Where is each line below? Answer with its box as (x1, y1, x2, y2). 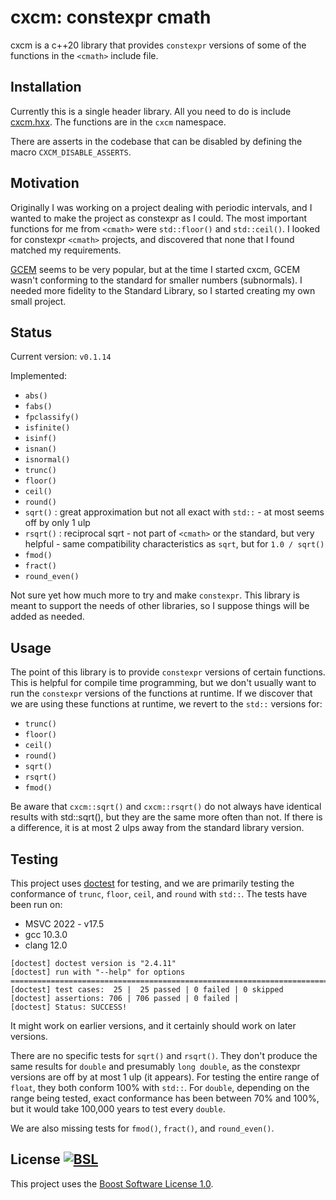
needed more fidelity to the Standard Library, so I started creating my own (10, 284, 316, 296)
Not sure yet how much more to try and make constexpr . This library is (10, 589, 300, 601)
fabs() (24, 402, 53, 412)
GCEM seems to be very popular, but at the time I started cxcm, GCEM (10, 263, 301, 275)
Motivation (10, 175, 80, 192)
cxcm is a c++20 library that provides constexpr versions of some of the (10, 39, 307, 51)
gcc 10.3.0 (24, 929, 68, 940)
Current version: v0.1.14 (10, 351, 112, 363)
